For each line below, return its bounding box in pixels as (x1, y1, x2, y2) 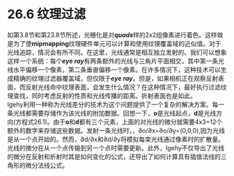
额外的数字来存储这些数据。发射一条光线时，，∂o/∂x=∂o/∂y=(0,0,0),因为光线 (7, 126, 225, 134)
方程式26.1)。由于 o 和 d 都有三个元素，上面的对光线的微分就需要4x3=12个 (15, 118, 223, 126)
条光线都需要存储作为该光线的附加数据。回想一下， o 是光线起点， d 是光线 (7, 109, 217, 117)
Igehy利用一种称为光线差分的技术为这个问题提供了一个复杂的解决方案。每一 (7, 100, 225, 109)
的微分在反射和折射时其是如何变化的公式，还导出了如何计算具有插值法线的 (7, 152, 221, 161)
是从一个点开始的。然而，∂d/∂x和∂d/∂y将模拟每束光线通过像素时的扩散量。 (7, 135, 225, 143)
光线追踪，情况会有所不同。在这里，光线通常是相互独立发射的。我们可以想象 (7, 48, 227, 56)
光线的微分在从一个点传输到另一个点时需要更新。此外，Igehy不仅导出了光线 (7, 143, 225, 152)
